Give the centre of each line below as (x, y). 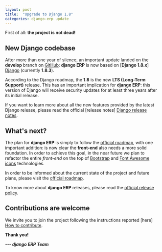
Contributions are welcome (47, 208)
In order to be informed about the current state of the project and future (77, 173)
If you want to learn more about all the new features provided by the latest (80, 105)
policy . (12, 193)
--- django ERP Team (27, 244)
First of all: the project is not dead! (40, 33)
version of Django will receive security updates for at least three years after (81, 90)
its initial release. (22, 96)
